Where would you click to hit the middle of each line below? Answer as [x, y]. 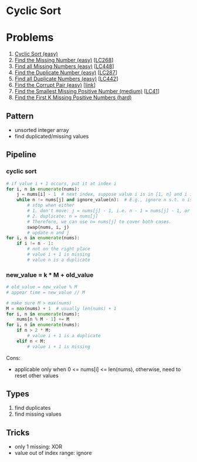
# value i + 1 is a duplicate [64, 336]
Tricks [18, 432]
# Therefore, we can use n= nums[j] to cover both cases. [99, 222]
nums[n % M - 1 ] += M [43, 320]
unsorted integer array [42, 130]
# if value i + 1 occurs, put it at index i [61, 184]
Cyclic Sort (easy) [36, 54]
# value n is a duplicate [59, 260]
